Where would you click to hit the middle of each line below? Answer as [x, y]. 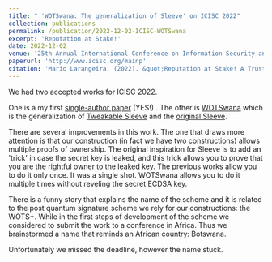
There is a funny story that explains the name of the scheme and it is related [135, 199]
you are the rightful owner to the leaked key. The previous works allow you [133, 166]
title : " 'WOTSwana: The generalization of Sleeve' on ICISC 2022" [125, 16]
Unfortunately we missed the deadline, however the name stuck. [116, 249]
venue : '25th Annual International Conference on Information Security [132, 54]
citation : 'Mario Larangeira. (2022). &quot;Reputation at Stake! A [126, 69]
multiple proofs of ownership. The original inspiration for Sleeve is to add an [135, 149]
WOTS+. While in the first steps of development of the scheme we [119, 217]
